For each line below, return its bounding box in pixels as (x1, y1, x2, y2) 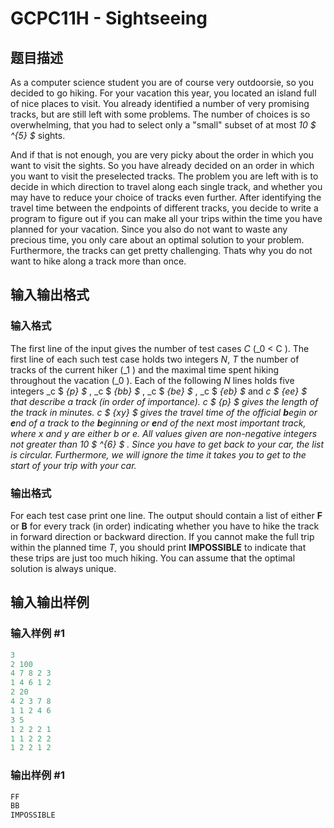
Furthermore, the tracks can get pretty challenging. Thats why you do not (10, 245, 313, 256)
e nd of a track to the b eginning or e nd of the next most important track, (10, 417, 307, 429)
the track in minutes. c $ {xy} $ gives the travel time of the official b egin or (10, 406, 318, 418)
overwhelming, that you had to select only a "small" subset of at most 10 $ (10, 119, 317, 131)
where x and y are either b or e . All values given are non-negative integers (10, 427, 318, 439)
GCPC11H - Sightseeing (10, 7, 208, 30)
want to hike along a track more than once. (10, 255, 187, 267)
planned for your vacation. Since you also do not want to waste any (10, 223, 288, 235)
